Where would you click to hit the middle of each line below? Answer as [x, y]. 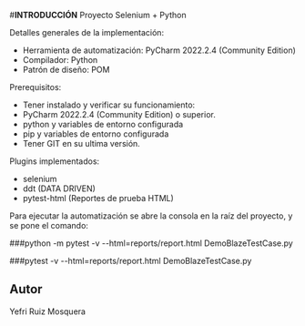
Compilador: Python [60, 60]
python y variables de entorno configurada [103, 124]
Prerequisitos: [36, 87]
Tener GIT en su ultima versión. [81, 143]
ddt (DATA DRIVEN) [59, 188]
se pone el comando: [49, 225]
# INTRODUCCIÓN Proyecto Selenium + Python [98, 15]
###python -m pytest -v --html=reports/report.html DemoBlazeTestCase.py [151, 243]
